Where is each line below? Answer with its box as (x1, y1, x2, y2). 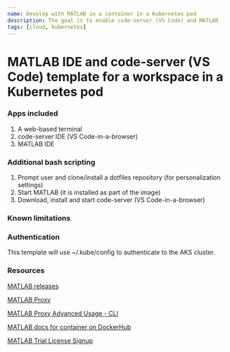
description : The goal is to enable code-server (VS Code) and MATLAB (7, 17, 219, 24)
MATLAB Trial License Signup (7, 336, 94, 345)
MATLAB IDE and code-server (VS (7, 54, 210, 70)
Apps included (7, 108, 58, 118)
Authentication (7, 232, 60, 241)
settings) (17, 181, 44, 189)
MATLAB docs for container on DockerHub (7, 322, 132, 331)
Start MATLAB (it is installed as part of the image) (17, 188, 161, 197)
